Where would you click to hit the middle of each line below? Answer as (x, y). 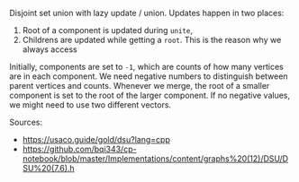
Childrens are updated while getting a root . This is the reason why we (152, 40)
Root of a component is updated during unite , (108, 30)
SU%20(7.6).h (48, 168)
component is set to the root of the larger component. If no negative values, (150, 95)
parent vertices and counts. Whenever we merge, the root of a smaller (140, 86)
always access (50, 49)
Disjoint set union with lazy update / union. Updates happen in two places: (147, 13)
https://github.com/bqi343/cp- (79, 149)
